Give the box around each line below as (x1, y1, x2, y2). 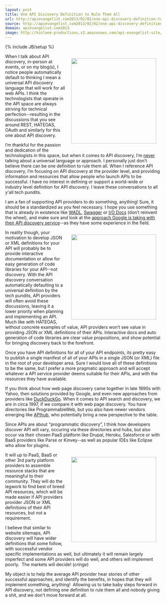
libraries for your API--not (5, 266, 58, 272)
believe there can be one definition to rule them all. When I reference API (5, 163, 153, 169)
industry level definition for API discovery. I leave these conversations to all (5, 184, 158, 190)
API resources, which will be (5, 489, 63, 495)
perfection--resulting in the (5, 111, 61, 117)
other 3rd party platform (5, 457, 54, 463)
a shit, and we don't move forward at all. (5, 592, 87, 598)
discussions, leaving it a (5, 303, 54, 309)
